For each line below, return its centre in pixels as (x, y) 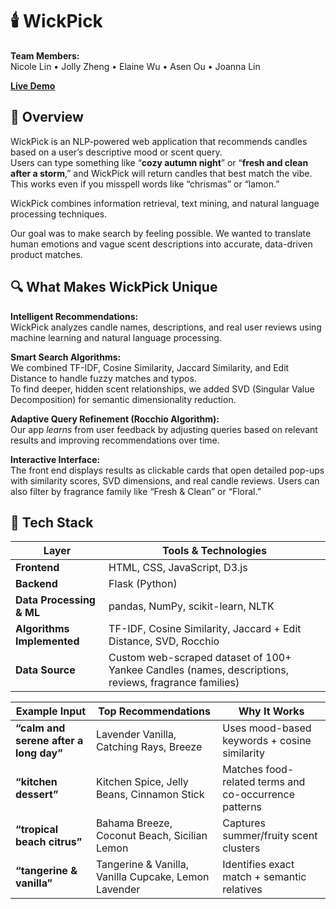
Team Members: (45, 55)
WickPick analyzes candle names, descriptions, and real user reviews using (166, 327)
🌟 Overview (47, 117)
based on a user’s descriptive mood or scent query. (116, 152)
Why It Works (271, 711)
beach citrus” (49, 842)
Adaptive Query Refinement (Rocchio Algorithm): (115, 419)
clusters (241, 848)
